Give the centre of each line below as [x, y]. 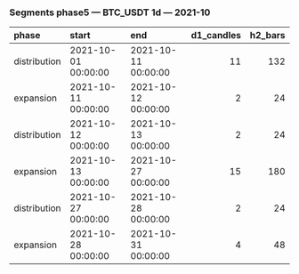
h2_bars [267, 36]
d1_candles [216, 36]
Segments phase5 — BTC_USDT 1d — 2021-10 [110, 12]
